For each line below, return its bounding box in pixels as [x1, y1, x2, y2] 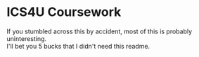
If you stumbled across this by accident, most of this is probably [6, 27, 193, 35]
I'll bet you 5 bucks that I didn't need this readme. [6, 42, 150, 50]
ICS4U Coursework [6, 4, 122, 20]
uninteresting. [6, 34, 47, 42]
